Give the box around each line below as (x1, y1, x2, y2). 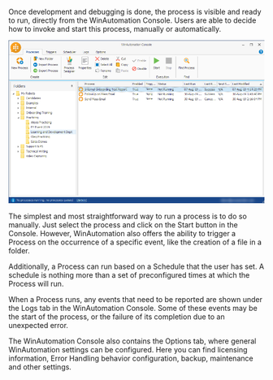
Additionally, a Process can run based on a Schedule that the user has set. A (8, 261, 265, 271)
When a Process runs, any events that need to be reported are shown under (8, 294, 262, 304)
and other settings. (8, 361, 71, 372)
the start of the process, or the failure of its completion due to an (8, 312, 225, 322)
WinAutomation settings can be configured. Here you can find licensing (8, 344, 248, 354)
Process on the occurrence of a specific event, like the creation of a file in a (8, 237, 262, 247)
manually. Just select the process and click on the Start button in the (8, 219, 238, 230)
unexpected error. (8, 320, 69, 330)
